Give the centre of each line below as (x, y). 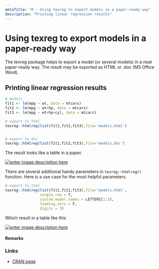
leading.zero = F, (58, 204)
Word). (12, 72)
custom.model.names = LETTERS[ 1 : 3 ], (77, 199)
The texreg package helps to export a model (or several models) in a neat (79, 62)
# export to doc (21, 139)
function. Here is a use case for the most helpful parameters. (66, 177)
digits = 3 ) (52, 208)
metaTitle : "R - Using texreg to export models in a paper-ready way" (78, 10)
